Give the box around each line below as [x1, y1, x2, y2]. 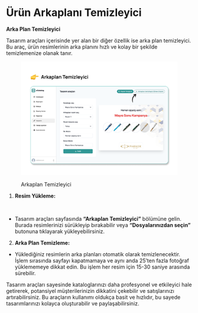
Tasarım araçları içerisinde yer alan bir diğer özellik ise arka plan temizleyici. [6, 37, 191, 44]
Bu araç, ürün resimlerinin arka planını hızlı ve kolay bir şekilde [6, 43, 158, 50]
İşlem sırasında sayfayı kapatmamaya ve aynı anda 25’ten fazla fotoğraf [14, 257, 189, 264]
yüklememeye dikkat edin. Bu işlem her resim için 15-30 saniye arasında [14, 263, 190, 270]
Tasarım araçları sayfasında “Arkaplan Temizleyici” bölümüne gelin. [14, 215, 181, 222]
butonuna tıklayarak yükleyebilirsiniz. [14, 228, 105, 235]
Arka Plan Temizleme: [14, 239, 70, 246]
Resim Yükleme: [14, 192, 56, 199]
